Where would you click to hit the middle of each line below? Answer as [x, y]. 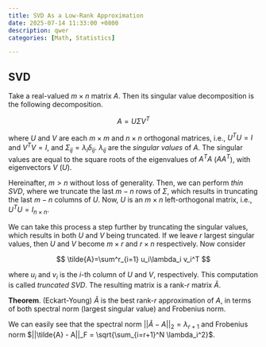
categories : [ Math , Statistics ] [62, 38]
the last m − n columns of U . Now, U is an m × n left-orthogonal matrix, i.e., [130, 200]
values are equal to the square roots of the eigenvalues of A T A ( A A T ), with [129, 158]
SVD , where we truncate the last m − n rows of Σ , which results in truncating [133, 191]
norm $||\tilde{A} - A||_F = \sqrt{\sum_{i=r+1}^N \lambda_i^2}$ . [112, 334]
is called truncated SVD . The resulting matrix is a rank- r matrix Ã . [115, 285]
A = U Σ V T [133, 120]
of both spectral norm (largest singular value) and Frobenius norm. [117, 308]
